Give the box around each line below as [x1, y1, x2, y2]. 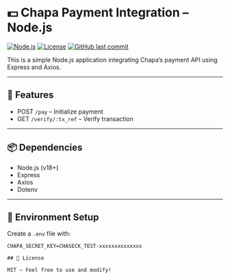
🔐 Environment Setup [7, 211, 99, 223]
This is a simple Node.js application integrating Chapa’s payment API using [7, 55, 218, 64]
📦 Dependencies [7, 142, 83, 153]
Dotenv [16, 185, 38, 193]
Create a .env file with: [7, 229, 71, 238]
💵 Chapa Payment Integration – [7, 5, 190, 21]
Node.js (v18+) [16, 163, 59, 172]
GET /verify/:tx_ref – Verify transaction [16, 114, 133, 123]
